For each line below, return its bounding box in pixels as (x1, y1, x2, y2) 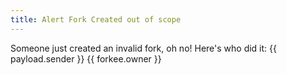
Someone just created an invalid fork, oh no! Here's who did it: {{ (10, 42, 277, 54)
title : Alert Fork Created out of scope (10, 14, 182, 25)
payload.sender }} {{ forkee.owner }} (10, 52, 162, 65)
